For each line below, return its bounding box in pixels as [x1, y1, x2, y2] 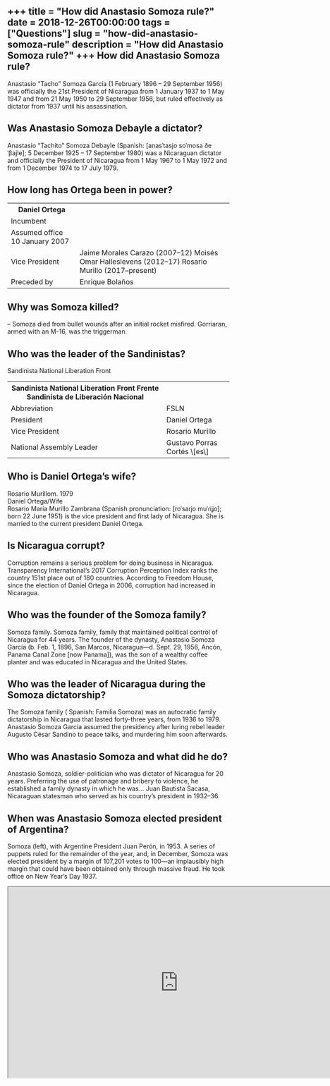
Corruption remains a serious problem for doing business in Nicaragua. [7, 559, 214, 567]
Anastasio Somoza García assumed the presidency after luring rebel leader [7, 723, 226, 731]
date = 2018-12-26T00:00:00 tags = [7, 17, 171, 29]
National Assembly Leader [11, 442, 99, 452]
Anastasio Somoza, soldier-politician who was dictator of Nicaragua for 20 [7, 769, 224, 778]
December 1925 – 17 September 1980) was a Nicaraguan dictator [32, 148, 222, 157]
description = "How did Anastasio [71, 39, 224, 51]
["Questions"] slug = [7, 28, 101, 39]
